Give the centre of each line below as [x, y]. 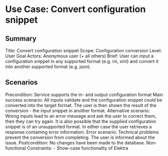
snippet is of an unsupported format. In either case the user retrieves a [78, 126]
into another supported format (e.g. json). [48, 67]
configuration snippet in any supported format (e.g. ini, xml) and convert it [82, 61]
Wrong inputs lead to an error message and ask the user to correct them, [81, 116]
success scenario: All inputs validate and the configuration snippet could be [84, 100]
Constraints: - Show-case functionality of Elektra [77, 148]
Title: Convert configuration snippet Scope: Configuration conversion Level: [83, 51]
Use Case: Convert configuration [75, 9]
